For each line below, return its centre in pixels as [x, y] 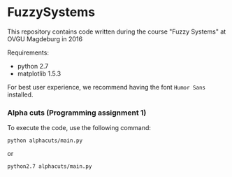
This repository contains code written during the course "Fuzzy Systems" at [117, 31]
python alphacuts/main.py [45, 141]
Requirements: [28, 52]
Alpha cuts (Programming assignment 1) [77, 113]
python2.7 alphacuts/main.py [50, 167]
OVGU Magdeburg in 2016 [45, 38]
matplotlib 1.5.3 [39, 73]
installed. [20, 94]
